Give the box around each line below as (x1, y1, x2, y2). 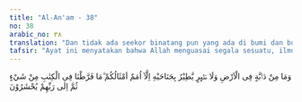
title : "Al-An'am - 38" (9, 13, 99, 22)
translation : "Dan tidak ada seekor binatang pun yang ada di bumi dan (9, 38, 283, 47)
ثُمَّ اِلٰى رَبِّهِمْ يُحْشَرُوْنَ (9, 81, 78, 92)
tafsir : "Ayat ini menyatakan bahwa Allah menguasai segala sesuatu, (9, 47, 276, 55)
